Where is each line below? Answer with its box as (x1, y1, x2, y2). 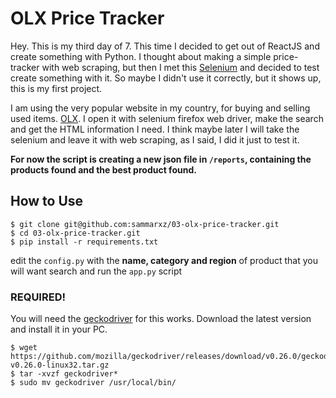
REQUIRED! (10, 290, 66, 304)
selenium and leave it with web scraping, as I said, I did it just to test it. (10, 133, 300, 146)
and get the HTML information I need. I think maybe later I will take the (10, 123, 300, 135)
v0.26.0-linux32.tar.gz (10, 360, 110, 371)
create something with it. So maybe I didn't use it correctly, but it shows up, (10, 72, 322, 84)
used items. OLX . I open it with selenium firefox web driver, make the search (10, 112, 324, 124)
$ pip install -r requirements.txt (10, 237, 159, 247)
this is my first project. (10, 82, 103, 94)
